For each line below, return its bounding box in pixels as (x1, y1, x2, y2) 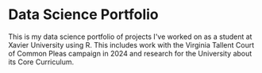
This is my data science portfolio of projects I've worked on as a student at (8, 32, 252, 41)
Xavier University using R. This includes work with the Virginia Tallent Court (8, 40, 255, 49)
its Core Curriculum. (8, 57, 74, 67)
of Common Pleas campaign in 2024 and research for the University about (8, 48, 252, 58)
